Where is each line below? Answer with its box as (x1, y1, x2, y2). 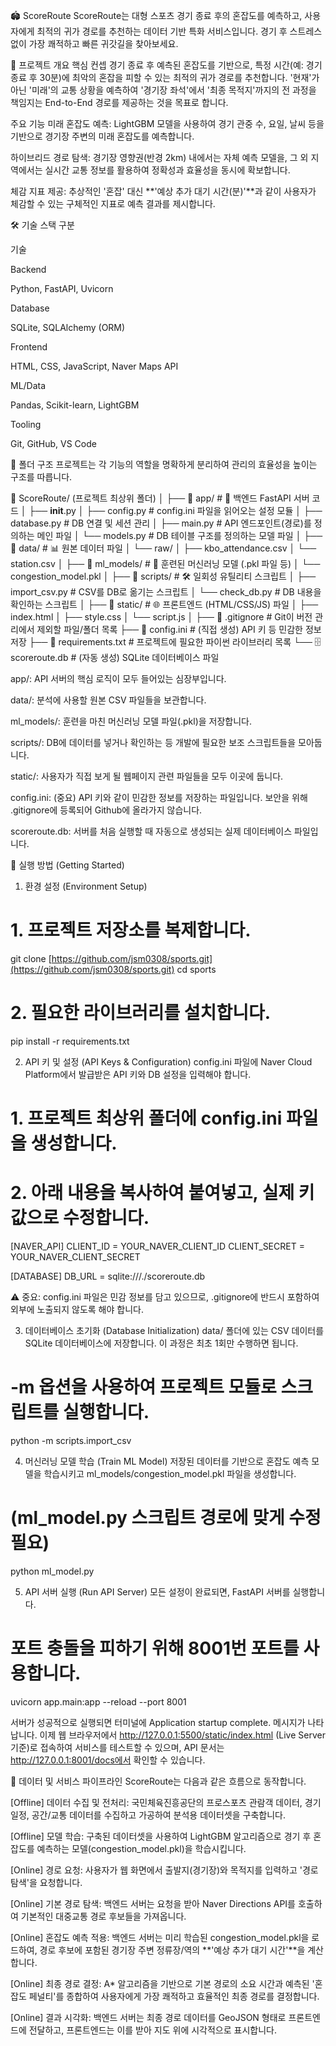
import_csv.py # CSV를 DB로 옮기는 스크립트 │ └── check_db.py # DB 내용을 (10, 586, 322, 598)
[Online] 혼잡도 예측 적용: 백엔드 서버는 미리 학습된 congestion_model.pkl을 (10, 1931, 310, 1943)
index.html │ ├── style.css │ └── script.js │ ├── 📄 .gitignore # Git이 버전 (10, 611, 313, 623)
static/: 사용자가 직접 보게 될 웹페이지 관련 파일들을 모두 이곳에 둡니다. (10, 770, 284, 782)
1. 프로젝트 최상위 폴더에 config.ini (10, 1107, 283, 1130)
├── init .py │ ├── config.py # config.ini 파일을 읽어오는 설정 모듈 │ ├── (28, 505, 323, 516)
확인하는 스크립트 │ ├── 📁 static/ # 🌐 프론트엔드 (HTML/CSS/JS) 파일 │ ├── (10, 599, 319, 610)
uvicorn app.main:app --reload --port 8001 (10, 1695, 187, 1708)
